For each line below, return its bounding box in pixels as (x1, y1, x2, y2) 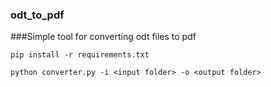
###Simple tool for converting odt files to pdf (10, 31, 197, 43)
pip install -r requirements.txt (10, 50, 150, 60)
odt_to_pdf (10, 8, 65, 22)
